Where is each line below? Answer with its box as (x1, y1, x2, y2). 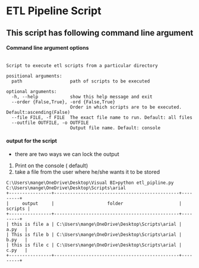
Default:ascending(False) (6, 109, 70, 115)
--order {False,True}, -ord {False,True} (11, 99, 116, 105)
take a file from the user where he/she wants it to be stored (14, 168, 160, 176)
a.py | (6, 226, 28, 232)
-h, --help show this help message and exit (11, 94, 153, 100)
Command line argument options (6, 44, 89, 52)
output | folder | (21, 200, 182, 206)
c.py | (6, 247, 28, 253)
